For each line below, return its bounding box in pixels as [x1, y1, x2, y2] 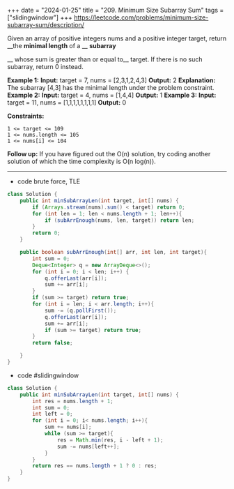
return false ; [32, 340, 73, 347]
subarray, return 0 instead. [7, 63, 84, 70]
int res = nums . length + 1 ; [32, 398, 114, 405]
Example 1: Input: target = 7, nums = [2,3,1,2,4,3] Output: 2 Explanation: [7, 76, 216, 84]
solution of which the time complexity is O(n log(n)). [7, 157, 157, 165]
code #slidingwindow [17, 371, 79, 379]
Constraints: [7, 112, 45, 120]
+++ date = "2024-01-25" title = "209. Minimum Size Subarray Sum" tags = [7, 6, 224, 14]
